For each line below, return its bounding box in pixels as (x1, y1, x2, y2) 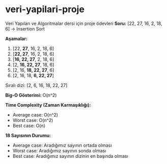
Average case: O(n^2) (12, 112, 58, 118)
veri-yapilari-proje (5, 4, 85, 15)
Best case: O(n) (12, 122, 46, 128)
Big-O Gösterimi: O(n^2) (5, 92, 57, 98)
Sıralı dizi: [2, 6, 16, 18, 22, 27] (5, 82, 68, 88)
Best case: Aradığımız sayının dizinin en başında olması (12, 153, 128, 159)
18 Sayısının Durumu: (5, 132, 51, 138)
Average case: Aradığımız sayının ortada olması (12, 142, 112, 148)
